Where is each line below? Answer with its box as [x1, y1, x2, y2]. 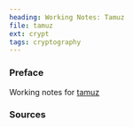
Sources [9, 108, 46, 121]
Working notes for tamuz [9, 86, 100, 97]
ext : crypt [9, 29, 50, 38]
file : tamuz [9, 21, 53, 30]
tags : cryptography [9, 37, 82, 47]
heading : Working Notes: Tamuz [9, 12, 125, 22]
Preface [9, 67, 44, 79]
